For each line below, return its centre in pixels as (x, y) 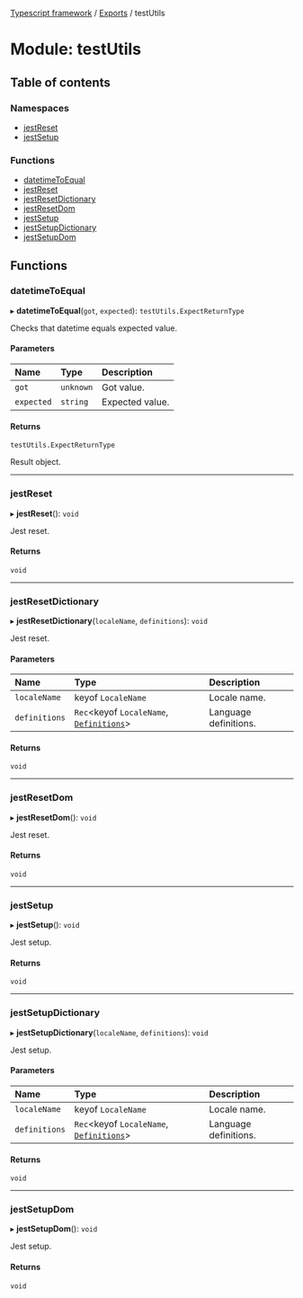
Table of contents (60, 82)
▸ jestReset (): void (45, 513)
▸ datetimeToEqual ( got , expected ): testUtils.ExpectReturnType (128, 310)
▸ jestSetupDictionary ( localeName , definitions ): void (110, 1032)
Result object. (36, 462)
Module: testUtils (76, 49)
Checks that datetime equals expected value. (94, 328)
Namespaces (40, 108)
